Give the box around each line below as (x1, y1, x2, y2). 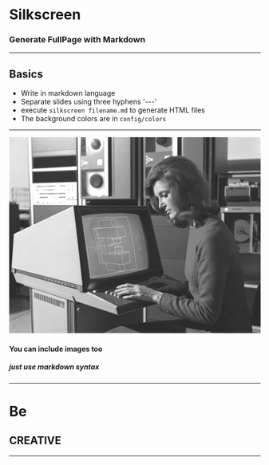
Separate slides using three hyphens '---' (20, 97, 157, 107)
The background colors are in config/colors (20, 114, 167, 124)
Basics (9, 67, 43, 81)
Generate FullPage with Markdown (9, 34, 146, 45)
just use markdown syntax (9, 362, 100, 372)
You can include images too (9, 344, 103, 353)
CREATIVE (9, 434, 62, 447)
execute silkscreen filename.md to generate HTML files (20, 105, 206, 115)
